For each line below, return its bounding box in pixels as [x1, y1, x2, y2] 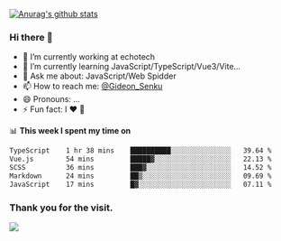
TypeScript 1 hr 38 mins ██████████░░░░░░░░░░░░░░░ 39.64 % [9, 146, 272, 155]
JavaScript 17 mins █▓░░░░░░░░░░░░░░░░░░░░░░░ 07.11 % [9, 180, 272, 189]
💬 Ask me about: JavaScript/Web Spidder [22, 70, 177, 81]
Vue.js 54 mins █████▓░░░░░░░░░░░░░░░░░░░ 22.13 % [9, 154, 272, 164]
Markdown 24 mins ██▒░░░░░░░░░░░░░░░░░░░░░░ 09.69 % [9, 171, 272, 181]
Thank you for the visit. [9, 201, 113, 214]
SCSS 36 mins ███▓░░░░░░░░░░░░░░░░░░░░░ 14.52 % [9, 163, 272, 172]
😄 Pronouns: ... [22, 94, 81, 105]
